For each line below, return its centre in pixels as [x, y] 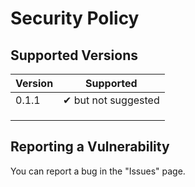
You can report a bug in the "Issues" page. [98, 171]
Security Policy [75, 18]
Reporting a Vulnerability [90, 147]
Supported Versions [74, 55]
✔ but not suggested [111, 100]
